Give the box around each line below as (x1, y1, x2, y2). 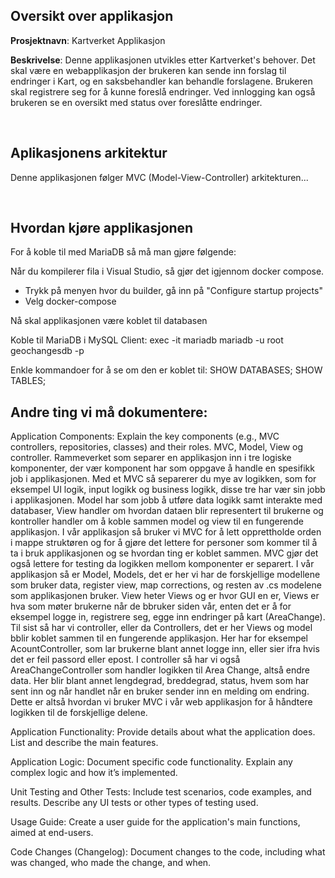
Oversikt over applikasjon (10, 8, 174, 25)
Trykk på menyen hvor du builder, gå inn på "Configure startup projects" (24, 285, 323, 297)
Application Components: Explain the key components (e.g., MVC (10, 430, 280, 443)
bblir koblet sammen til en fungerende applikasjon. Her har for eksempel (10, 632, 309, 644)
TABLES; (10, 375, 47, 387)
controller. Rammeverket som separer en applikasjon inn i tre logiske (10, 452, 292, 464)
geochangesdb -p (10, 345, 85, 357)
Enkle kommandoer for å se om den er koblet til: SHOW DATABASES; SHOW (10, 364, 323, 376)
